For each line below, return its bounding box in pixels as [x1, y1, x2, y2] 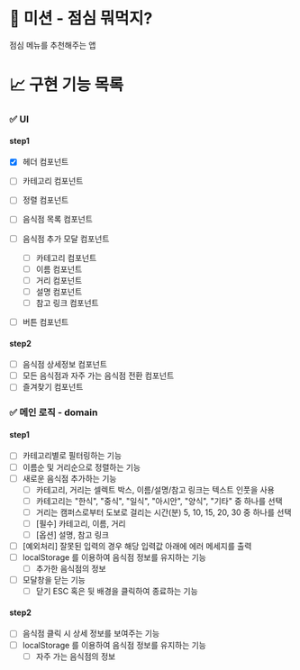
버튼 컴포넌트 [22, 316, 69, 327]
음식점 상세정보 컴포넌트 [22, 359, 108, 370]
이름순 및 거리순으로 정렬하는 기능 [22, 461, 141, 473]
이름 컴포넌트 [35, 263, 83, 275]
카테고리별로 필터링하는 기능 [22, 450, 123, 461]
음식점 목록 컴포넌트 [22, 213, 93, 225]
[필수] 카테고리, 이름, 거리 [35, 518, 126, 529]
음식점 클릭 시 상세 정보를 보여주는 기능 [22, 628, 160, 639]
